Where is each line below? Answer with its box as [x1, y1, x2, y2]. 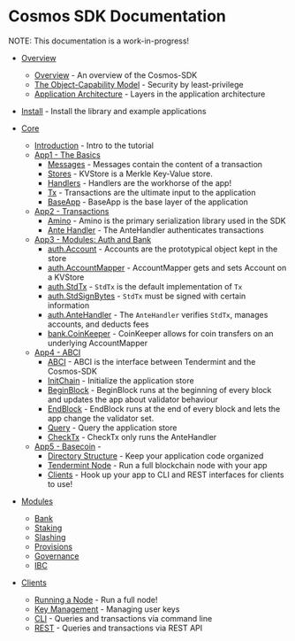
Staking [34, 522, 63, 533]
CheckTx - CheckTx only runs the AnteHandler [47, 431, 217, 442]
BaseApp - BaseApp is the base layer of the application [47, 197, 249, 207]
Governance [34, 551, 79, 561]
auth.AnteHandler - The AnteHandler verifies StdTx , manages [47, 309, 269, 320]
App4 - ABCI [34, 347, 81, 358]
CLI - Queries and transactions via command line [34, 613, 213, 623]
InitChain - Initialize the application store [47, 375, 195, 386]
